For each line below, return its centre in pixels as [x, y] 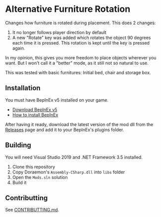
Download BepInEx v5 [35, 109]
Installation [23, 88]
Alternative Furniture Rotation [68, 9]
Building [18, 145]
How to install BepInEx [35, 115]
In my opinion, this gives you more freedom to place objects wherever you [81, 57]
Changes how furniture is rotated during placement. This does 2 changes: [80, 23]
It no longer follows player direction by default [59, 32]
